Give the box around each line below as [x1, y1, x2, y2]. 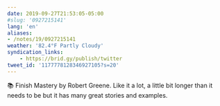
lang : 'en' [7, 23, 39, 30]
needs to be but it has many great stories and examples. [7, 91, 168, 99]
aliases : [7, 29, 33, 37]
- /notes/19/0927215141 [7, 36, 76, 43]
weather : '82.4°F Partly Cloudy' [7, 42, 104, 49]
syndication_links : [7, 49, 64, 56]
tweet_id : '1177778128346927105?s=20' [7, 62, 119, 69]
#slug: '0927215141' [7, 17, 67, 24]
